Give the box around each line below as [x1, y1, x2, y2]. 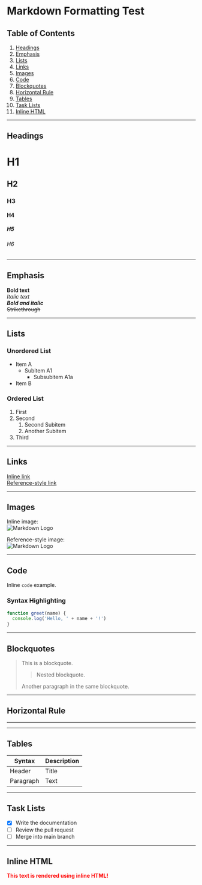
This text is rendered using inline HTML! [7, 872, 108, 880]
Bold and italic [7, 299, 44, 306]
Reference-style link [7, 479, 57, 486]
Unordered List [7, 347, 52, 355]
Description [45, 756, 80, 765]
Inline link [7, 473, 31, 480]
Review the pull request [15, 826, 74, 833]
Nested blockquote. [36, 671, 86, 678]
